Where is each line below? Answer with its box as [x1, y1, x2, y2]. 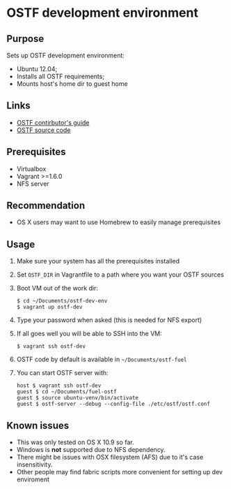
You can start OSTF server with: [16, 369, 109, 377]
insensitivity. [16, 460, 53, 469]
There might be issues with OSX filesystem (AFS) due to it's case [16, 453, 204, 462]
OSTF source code [16, 126, 71, 134]
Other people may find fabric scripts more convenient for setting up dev [16, 468, 223, 476]
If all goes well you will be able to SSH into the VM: [16, 330, 162, 338]
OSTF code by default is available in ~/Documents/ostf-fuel [16, 355, 187, 364]
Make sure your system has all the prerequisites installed [16, 257, 180, 265]
